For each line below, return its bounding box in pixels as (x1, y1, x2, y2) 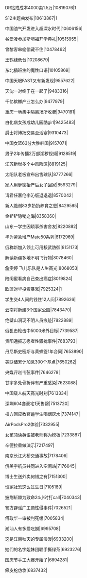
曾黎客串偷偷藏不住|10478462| (5, 47, 67, 52)
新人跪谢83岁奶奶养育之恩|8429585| (5, 203, 79, 208)
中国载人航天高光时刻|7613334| (5, 390, 68, 396)
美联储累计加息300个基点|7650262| (5, 359, 77, 365)
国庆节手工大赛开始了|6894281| (5, 557, 69, 563)
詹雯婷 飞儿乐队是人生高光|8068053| (5, 265, 79, 271)
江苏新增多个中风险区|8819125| (5, 161, 67, 167)
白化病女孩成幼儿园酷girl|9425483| (5, 120, 76, 125)
